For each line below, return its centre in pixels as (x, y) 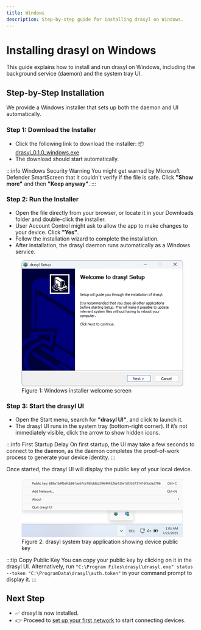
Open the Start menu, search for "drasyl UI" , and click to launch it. (99, 419)
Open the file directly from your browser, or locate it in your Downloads (104, 212)
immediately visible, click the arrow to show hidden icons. (87, 432)
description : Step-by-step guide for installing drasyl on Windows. (95, 19)
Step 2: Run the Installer (43, 200)
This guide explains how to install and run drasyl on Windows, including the (101, 67)
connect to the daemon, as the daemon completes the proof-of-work (93, 451)
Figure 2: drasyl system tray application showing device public (100, 541)
